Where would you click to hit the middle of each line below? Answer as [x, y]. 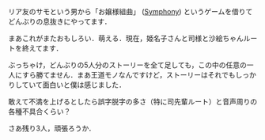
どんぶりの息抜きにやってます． [60, 21]
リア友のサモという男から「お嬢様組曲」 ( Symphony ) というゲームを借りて [131, 11]
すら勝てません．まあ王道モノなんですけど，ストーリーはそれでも [129, 75]
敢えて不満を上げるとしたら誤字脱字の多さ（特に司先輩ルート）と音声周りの [133, 102]
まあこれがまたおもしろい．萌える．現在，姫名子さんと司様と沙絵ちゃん [126, 38]
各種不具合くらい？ [40, 112]
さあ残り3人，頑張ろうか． [52, 128]
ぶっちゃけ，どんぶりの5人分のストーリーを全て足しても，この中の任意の [127, 65]
